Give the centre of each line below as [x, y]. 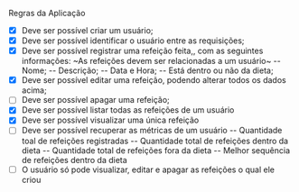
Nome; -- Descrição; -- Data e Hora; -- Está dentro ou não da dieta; [147, 70]
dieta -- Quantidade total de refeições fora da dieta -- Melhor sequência [156, 150]
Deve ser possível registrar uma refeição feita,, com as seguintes [142, 51]
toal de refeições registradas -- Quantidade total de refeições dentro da [155, 141]
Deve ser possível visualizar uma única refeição [110, 120]
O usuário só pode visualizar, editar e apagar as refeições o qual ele [148, 169]
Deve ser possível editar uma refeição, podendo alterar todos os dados [154, 80]
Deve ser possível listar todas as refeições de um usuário [128, 110]
